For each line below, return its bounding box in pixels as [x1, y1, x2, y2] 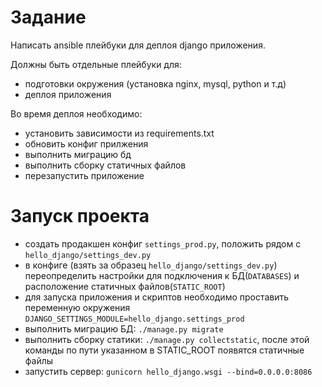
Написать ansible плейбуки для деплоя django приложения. [10, 39, 266, 51]
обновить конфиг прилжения [24, 137, 149, 150]
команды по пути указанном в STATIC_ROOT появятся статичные [24, 344, 305, 356]
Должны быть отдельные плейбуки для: [10, 58, 182, 70]
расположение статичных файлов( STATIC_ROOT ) [24, 280, 226, 292]
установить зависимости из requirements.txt [24, 127, 215, 139]
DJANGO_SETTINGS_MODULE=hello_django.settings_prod [24, 314, 245, 324]
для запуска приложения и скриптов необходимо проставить [24, 291, 290, 303]
